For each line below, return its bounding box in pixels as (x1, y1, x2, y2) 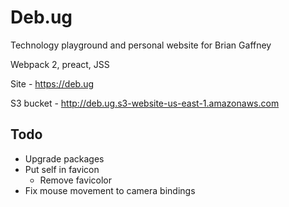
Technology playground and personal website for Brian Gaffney (10, 39, 272, 51)
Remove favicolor (39, 174, 112, 186)
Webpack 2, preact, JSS (10, 58, 110, 70)
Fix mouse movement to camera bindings (24, 184, 196, 196)
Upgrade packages (24, 152, 105, 165)
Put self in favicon (24, 163, 100, 175)
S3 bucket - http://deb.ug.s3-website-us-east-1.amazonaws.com (10, 97, 280, 109)
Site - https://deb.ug (10, 77, 95, 90)
